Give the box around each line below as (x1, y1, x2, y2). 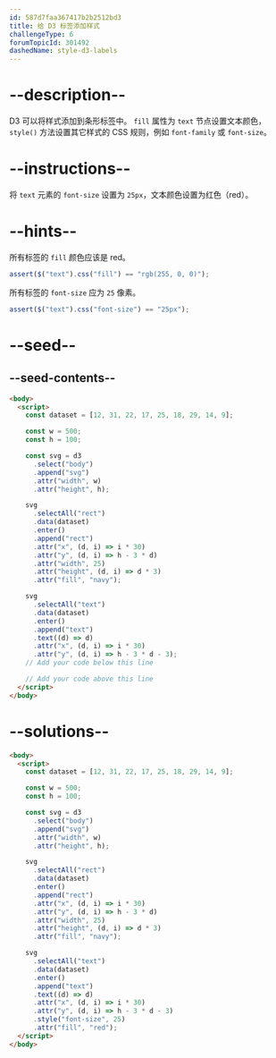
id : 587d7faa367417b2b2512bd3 (9, 13, 122, 22)
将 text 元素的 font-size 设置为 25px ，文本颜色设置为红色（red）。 (9, 190, 254, 199)
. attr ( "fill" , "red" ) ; (32, 1023, 118, 1032)
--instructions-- (9, 158, 131, 179)
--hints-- (9, 221, 78, 241)
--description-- (9, 85, 127, 106)
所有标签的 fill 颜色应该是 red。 (9, 251, 131, 262)
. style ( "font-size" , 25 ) (32, 1015, 126, 1024)
